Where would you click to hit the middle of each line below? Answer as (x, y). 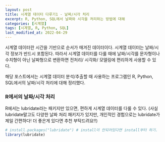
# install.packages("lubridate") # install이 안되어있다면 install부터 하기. (82, 130)
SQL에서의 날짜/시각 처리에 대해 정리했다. (45, 83)
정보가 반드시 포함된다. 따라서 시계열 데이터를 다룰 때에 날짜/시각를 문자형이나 (85, 53)
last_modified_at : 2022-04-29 (36, 33)
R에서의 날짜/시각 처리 (30, 96)
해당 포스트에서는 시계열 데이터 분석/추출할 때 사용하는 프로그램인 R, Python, (79, 76)
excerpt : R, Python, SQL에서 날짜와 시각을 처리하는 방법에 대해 (65, 19)
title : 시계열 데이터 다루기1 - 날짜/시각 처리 (47, 14)
